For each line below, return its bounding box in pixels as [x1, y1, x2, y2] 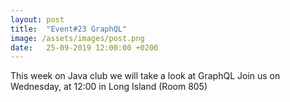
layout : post [10, 14, 65, 25]
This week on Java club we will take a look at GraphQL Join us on [10, 70, 281, 82]
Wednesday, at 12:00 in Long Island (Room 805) [10, 81, 208, 93]
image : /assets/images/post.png [10, 33, 145, 43]
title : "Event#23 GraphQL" [10, 24, 128, 34]
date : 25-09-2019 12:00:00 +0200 [10, 42, 159, 53]
